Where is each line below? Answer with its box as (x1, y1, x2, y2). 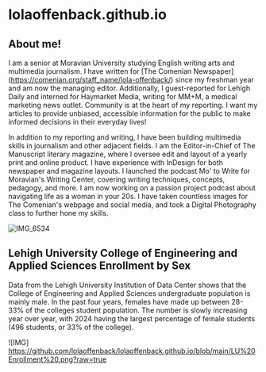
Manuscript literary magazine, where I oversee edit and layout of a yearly (8, 149, 248, 159)
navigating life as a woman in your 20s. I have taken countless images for (8, 192, 249, 201)
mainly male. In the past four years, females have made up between (8, 297, 230, 306)
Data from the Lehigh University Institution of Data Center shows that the (8, 280, 247, 290)
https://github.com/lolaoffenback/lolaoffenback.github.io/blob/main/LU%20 (8, 346, 256, 355)
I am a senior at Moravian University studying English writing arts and (8, 58, 236, 67)
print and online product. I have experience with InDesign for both (8, 158, 224, 167)
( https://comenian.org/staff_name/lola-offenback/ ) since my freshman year (8, 75, 254, 84)
